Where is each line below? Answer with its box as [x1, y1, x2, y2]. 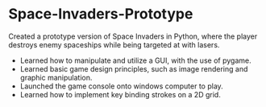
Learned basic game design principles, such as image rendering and [19, 64, 248, 73]
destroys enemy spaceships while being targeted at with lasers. [8, 39, 220, 49]
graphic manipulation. [19, 72, 93, 82]
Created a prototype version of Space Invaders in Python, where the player [8, 31, 258, 41]
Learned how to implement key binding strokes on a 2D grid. [19, 89, 222, 99]
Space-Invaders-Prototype [8, 5, 193, 23]
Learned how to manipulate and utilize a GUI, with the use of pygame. [19, 56, 251, 65]
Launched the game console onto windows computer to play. [19, 81, 223, 91]
